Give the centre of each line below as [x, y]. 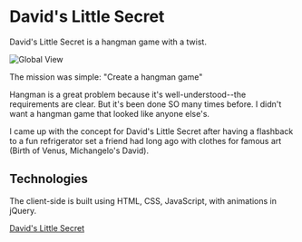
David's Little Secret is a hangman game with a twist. [108, 42]
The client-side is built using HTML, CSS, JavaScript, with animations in [143, 200]
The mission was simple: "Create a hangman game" [106, 77]
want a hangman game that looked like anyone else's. [110, 113]
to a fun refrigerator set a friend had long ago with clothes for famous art [146, 140]
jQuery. [23, 210]
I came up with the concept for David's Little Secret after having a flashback [151, 131]
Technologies [49, 179]
